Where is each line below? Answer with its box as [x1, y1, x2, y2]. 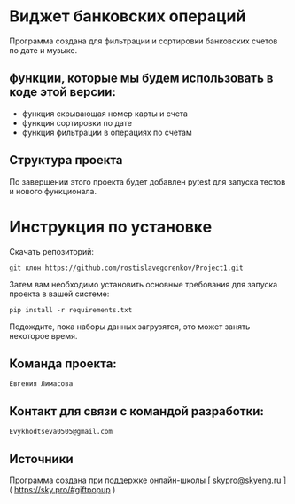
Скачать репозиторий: [9, 246, 95, 256]
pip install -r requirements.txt [9, 305, 133, 314]
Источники [9, 451, 74, 467]
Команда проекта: [9, 356, 117, 371]
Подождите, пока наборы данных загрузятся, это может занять [9, 321, 251, 332]
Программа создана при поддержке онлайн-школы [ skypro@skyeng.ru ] [9, 475, 286, 485]
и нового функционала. [9, 185, 97, 196]
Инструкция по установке [9, 217, 213, 237]
